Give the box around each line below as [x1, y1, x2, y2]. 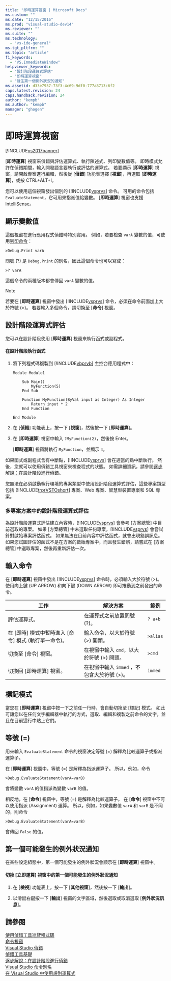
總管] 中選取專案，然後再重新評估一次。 [5, 546, 89, 552]
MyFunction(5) [31, 384, 61, 389]
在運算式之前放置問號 [83, 612, 135, 619]
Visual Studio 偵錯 [5, 945, 43, 951]
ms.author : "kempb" [5, 102, 47, 107]
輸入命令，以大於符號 [83, 629, 135, 636]
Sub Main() [22, 379, 45, 385]
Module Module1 [12, 370, 45, 375]
